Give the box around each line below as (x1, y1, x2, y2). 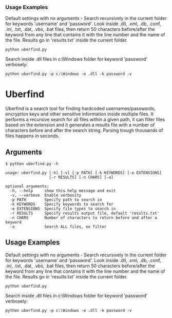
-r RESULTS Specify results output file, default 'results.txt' (10, 211, 160, 216)
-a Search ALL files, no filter (10, 225, 107, 230)
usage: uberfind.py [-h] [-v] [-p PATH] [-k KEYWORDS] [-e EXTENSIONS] (5, 171, 162, 176)
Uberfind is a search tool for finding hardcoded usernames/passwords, (5, 105, 156, 111)
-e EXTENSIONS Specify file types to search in (10, 207, 116, 212)
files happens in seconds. (5, 133, 60, 139)
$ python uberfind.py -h (5, 161, 59, 166)
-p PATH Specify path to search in (10, 197, 102, 202)
